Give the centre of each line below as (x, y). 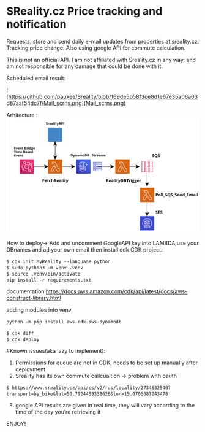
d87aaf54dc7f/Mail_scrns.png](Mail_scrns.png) (66, 103)
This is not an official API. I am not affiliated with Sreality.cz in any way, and (101, 60)
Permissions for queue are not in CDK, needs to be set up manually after (106, 363)
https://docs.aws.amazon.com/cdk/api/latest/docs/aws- (117, 291)
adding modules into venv (39, 310)
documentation (25, 291)
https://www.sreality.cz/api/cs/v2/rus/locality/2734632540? (91, 388)
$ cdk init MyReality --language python (59, 261)
